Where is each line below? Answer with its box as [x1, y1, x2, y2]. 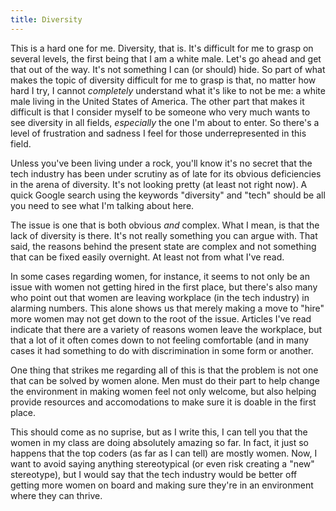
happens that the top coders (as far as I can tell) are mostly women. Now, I [10, 447, 318, 459]
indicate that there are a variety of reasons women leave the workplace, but [10, 323, 323, 335]
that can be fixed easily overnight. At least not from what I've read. [10, 251, 285, 263]
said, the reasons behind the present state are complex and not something [10, 240, 317, 252]
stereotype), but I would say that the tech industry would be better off [10, 468, 298, 480]
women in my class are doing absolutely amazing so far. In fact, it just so [10, 436, 309, 448]
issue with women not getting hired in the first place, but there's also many [10, 281, 318, 293]
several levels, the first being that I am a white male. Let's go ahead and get [10, 52, 322, 65]
